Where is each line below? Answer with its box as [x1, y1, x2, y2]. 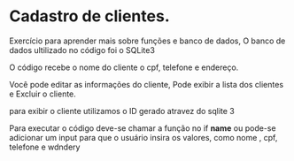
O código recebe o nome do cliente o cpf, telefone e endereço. [9, 62, 239, 73]
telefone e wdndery [9, 142, 81, 152]
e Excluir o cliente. [9, 88, 77, 99]
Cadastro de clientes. [9, 6, 170, 27]
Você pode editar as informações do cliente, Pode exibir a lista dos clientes [9, 79, 284, 89]
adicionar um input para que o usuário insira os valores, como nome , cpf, [9, 132, 278, 142]
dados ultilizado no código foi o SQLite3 [9, 44, 155, 55]
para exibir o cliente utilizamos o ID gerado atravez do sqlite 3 [9, 105, 235, 116]
